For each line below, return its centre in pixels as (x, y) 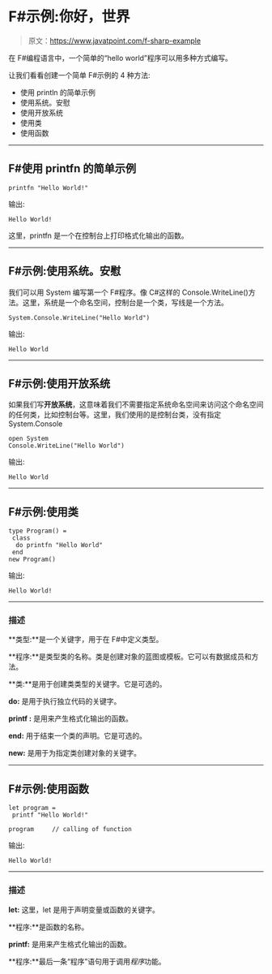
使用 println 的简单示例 (57, 92)
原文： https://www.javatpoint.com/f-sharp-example (114, 41)
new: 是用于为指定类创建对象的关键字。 (75, 753)
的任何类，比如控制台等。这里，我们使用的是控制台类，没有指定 (115, 415)
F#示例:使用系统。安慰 (65, 272)
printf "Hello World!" (50, 815)
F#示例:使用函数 (49, 789)
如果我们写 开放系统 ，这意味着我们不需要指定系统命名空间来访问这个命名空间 (136, 405)
